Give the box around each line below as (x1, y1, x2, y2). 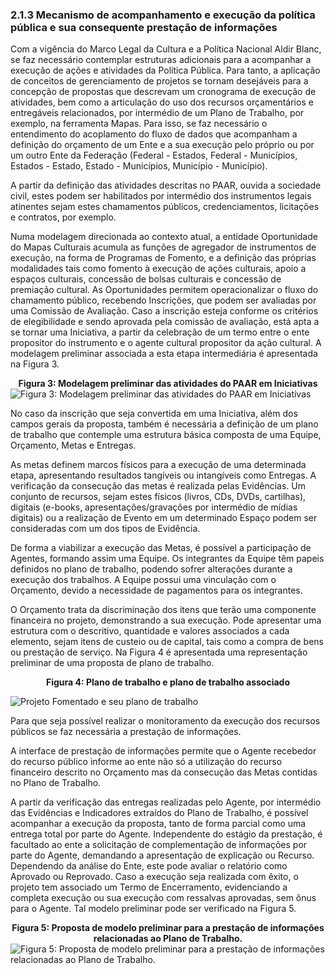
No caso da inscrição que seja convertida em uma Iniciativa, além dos (10, 408, 298, 420)
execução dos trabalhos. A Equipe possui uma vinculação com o (10, 574, 277, 586)
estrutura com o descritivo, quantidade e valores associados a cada (10, 625, 290, 637)
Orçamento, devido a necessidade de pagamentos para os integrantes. (10, 584, 303, 597)
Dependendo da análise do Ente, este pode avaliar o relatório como (10, 860, 288, 872)
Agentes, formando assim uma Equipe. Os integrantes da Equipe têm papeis (10, 553, 325, 565)
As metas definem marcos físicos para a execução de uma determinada (10, 459, 307, 471)
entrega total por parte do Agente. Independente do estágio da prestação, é (10, 828, 323, 840)
